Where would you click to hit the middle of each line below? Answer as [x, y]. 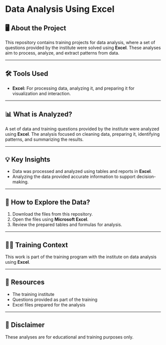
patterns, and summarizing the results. [44, 139]
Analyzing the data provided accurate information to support [74, 176]
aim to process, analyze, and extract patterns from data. [62, 53]
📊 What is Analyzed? [39, 114]
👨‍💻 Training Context [37, 245]
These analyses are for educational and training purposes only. [69, 337]
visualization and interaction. [41, 93]
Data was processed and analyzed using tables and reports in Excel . [82, 172]
